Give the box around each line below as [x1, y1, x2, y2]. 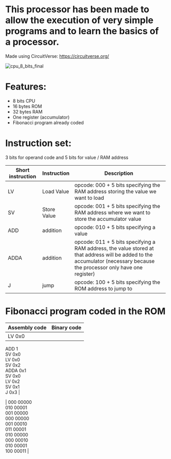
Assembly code [8, 324, 47, 331]
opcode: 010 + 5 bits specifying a [74, 223, 156, 231]
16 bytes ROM [12, 103, 42, 109]
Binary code [51, 324, 81, 331]
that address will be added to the [74, 251, 153, 258]
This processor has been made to [5, 4, 150, 15]
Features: [5, 81, 47, 93]
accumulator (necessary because [74, 257, 155, 264]
